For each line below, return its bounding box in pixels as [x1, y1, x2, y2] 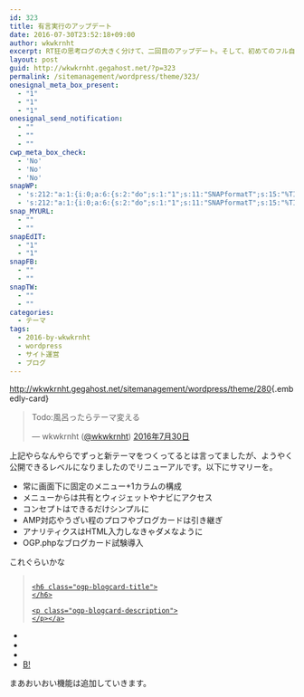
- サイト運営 [17, 349, 61, 358]
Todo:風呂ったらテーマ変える [31, 411, 140, 422]
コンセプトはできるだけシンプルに [22, 503, 150, 514]
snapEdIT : [9, 232, 47, 241]
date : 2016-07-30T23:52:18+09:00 [9, 30, 136, 39]
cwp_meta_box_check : [9, 148, 88, 157]
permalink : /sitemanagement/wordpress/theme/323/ [9, 72, 201, 81]
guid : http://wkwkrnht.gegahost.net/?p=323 [9, 64, 176, 73]
